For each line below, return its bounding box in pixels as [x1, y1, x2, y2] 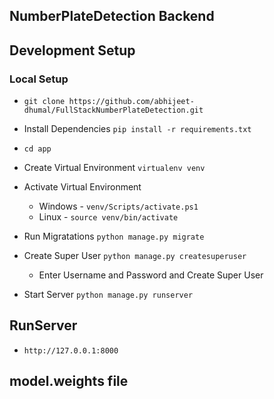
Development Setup [9, 42, 136, 59]
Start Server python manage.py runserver [23, 289, 194, 301]
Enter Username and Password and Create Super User [38, 269, 264, 281]
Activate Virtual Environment [23, 181, 142, 193]
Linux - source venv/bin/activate [38, 211, 179, 223]
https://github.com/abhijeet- [68, 97, 195, 107]
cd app [23, 144, 52, 154]
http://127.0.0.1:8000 [23, 345, 119, 356]
